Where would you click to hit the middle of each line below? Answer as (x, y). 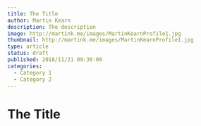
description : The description (52, 27)
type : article (28, 46)
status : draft (28, 53)
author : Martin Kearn (39, 20)
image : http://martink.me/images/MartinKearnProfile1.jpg (94, 33)
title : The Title (33, 14)
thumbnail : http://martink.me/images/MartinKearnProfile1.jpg (100, 40)
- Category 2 (33, 79)
